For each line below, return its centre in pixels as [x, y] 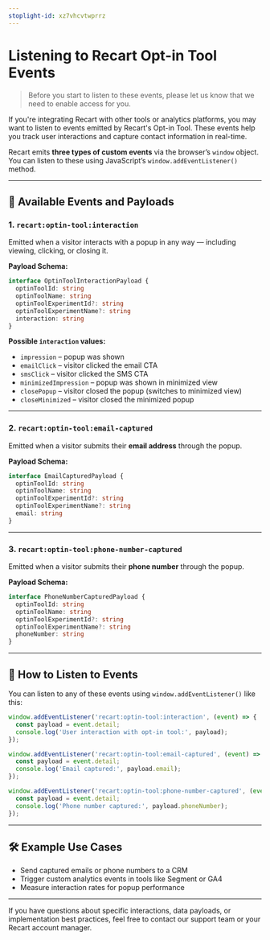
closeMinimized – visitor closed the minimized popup [107, 400]
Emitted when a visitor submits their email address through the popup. [125, 445]
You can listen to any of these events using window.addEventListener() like [132, 694]
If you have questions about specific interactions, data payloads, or [120, 911]
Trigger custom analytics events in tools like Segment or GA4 [121, 879]
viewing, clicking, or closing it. [58, 251]
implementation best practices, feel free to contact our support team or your [135, 919]
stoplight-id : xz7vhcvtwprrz [57, 16]
